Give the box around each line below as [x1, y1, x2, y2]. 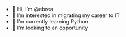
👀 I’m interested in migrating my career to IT [11, 12, 120, 19]
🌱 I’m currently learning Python [11, 18, 88, 25]
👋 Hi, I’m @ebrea [11, 6, 54, 12]
